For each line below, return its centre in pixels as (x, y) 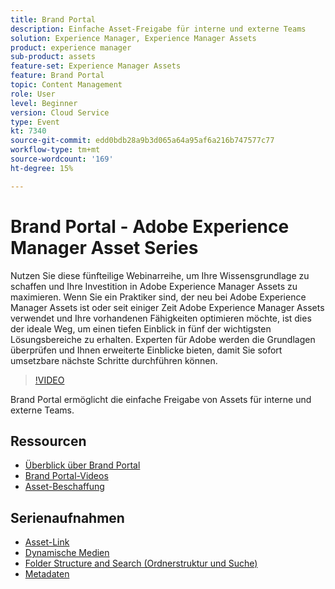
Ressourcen (48, 441)
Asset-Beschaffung (64, 487)
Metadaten (47, 574)
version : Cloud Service (60, 112)
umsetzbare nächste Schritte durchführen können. (114, 360)
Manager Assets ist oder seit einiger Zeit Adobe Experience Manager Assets (167, 307)
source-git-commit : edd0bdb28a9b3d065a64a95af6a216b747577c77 (142, 141)
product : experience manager (71, 47)
